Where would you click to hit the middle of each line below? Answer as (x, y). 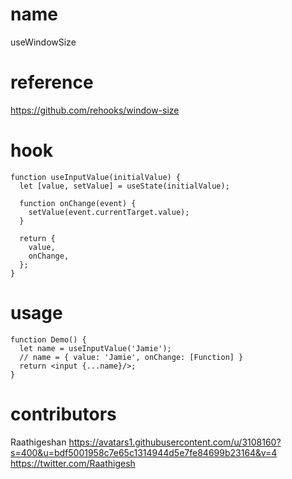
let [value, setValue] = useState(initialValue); (124, 186)
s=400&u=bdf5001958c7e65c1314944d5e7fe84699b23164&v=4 (144, 452)
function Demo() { (48, 339)
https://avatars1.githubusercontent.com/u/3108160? (175, 442)
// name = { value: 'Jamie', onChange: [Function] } (131, 357)
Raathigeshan (38, 442)
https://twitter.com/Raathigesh (73, 463)
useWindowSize (43, 42)
